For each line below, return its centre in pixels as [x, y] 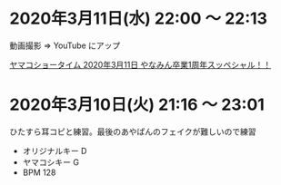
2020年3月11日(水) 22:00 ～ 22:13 [139, 19]
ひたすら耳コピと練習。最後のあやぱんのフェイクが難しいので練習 [133, 131]
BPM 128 [39, 172]
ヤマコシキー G [51, 162]
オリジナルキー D [55, 151]
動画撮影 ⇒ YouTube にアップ [65, 45]
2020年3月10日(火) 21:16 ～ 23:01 [137, 105]
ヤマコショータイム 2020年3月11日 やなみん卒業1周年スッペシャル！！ [140, 64]
